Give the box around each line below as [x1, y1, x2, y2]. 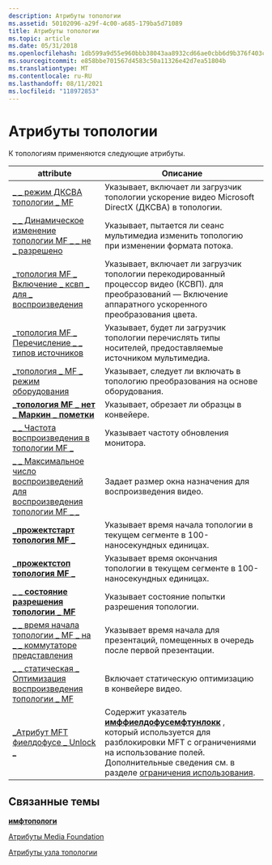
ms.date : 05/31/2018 [8, 42, 79, 50]
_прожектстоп [12, 558, 71, 569]
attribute [37, 167, 72, 179]
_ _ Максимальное [12, 456, 85, 467]
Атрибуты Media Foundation [8, 832, 104, 842]
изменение [12, 225, 57, 236]
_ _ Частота [12, 422, 57, 434]
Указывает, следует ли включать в [104, 366, 241, 377]
